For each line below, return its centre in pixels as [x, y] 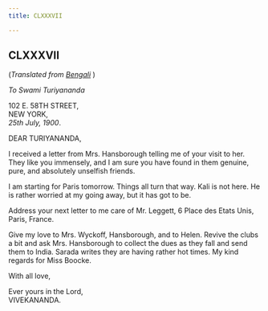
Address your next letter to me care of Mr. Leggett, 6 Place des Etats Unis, [131, 211]
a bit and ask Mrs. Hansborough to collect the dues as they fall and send [128, 243]
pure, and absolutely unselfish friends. [72, 171]
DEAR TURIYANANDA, [45, 138]
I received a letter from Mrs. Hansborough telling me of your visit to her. [127, 154]
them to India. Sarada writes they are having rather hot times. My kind [124, 252]
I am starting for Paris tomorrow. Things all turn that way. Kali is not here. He [134, 186]
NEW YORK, [28, 114]
